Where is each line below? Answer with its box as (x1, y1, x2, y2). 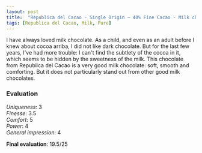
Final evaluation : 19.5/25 (6, 140, 68, 148)
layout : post (6, 8, 39, 15)
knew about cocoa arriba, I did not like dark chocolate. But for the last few (6, 43, 189, 50)
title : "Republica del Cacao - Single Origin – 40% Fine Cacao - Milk (6, 14, 189, 20)
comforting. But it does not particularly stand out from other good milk (6, 68, 180, 76)
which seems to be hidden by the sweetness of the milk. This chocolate (6, 55, 184, 63)
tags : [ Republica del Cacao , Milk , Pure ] (6, 20, 112, 26)
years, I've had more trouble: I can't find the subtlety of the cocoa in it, (6, 49, 181, 56)
